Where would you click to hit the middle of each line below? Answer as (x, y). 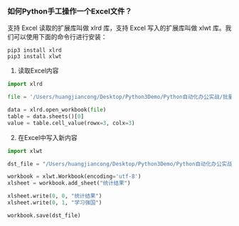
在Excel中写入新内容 (48, 137)
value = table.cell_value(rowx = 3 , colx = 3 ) (71, 123)
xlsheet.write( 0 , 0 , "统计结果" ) (55, 196)
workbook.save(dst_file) (44, 215)
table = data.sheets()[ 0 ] (46, 116)
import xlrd (25, 84)
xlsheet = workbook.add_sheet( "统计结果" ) (69, 183)
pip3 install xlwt (34, 57)
